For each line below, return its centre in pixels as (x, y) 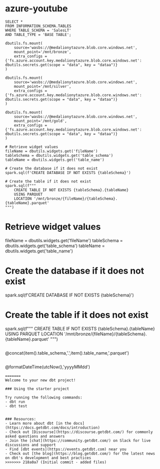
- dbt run (15, 402)
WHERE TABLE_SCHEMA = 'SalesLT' (38, 30)
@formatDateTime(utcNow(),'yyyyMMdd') (48, 367)
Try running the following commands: (44, 397)
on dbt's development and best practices (48, 458)
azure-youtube (36, 9)
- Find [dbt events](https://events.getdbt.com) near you (66, 449)
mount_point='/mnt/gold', (41, 121)
